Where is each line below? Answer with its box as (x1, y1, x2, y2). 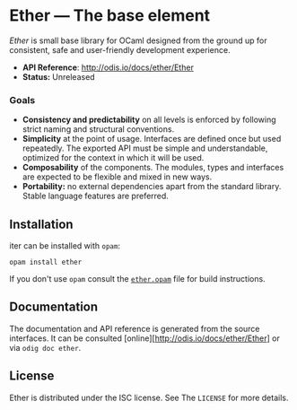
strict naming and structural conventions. (22, 124, 175, 135)
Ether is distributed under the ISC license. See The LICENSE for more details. (9, 392, 289, 403)
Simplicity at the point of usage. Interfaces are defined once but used (22, 134, 282, 144)
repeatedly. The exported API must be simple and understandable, (22, 143, 268, 153)
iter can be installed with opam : (9, 240, 121, 251)
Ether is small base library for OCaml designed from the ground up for (9, 35, 267, 46)
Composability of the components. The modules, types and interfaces (22, 162, 284, 173)
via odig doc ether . (9, 342, 82, 353)
